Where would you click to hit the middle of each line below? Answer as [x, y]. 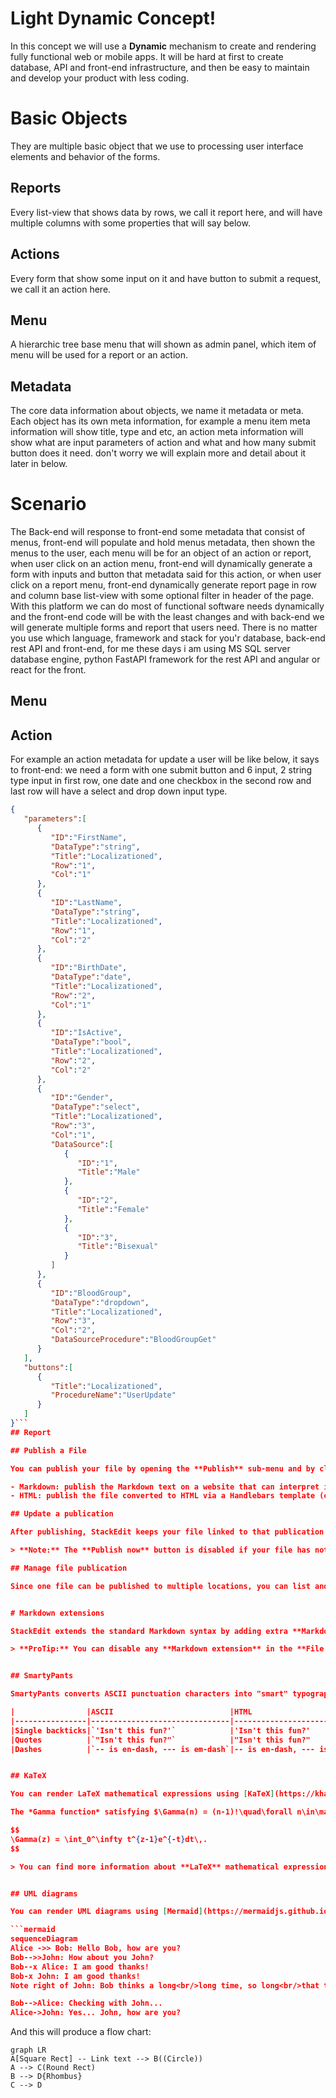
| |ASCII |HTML [131, 1712]
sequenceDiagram [44, 1939]
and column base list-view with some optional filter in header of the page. [162, 596]
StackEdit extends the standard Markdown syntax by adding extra [149, 1631]
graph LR [28, 2050]
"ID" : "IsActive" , [86, 1033]
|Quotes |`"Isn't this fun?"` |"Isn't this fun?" [160, 1740]
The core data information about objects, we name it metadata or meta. [157, 411]
